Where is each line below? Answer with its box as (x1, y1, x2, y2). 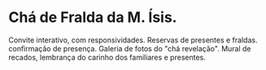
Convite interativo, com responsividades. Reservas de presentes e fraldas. (8, 35, 258, 45)
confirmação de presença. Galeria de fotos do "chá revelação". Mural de (8, 43, 251, 53)
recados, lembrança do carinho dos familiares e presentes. (8, 52, 206, 62)
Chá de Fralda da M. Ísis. (8, 8, 177, 27)
